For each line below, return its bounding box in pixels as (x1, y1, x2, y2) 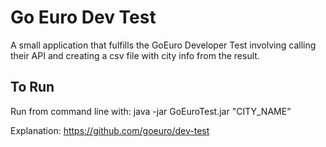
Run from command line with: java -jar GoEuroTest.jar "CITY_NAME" (10, 105, 292, 117)
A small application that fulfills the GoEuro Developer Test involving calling (10, 39, 317, 51)
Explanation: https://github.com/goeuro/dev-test (10, 124, 210, 136)
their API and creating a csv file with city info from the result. (10, 49, 260, 61)
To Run (10, 79, 55, 96)
